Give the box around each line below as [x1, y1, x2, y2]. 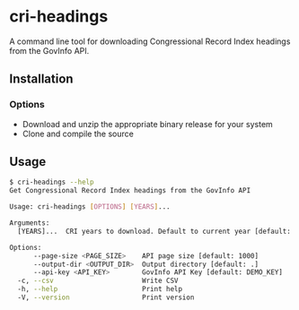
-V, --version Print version [17, 293, 195, 302]
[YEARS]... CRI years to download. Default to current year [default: [17, 227, 292, 236]
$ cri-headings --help [9, 177, 94, 187]
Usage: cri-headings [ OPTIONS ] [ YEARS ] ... [9, 202, 171, 211]
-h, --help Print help [17, 285, 182, 294]
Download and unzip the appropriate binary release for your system [22, 118, 274, 129]
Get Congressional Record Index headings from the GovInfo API [9, 186, 251, 195]
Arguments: [9, 219, 50, 228]
